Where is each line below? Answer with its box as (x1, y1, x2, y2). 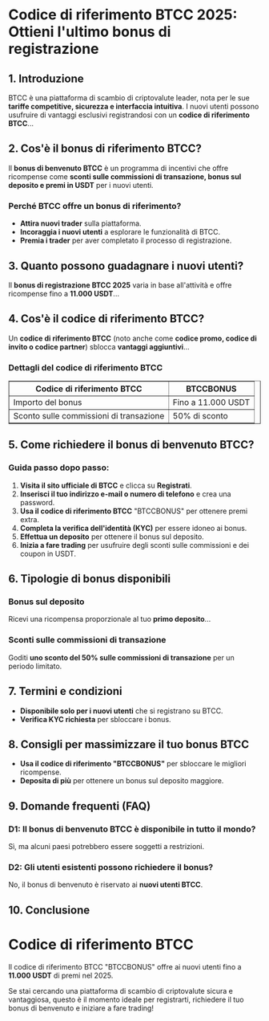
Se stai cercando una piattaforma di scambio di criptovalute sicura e (8, 986, 234, 995)
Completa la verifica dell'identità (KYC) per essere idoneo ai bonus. (19, 523, 247, 533)
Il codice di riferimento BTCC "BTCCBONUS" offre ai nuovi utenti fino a (8, 962, 242, 971)
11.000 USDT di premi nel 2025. (8, 970, 114, 980)
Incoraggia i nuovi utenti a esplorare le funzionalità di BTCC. (19, 227, 221, 237)
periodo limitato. (8, 661, 62, 671)
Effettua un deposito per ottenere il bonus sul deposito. (19, 532, 204, 541)
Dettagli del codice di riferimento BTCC (8, 361, 163, 373)
